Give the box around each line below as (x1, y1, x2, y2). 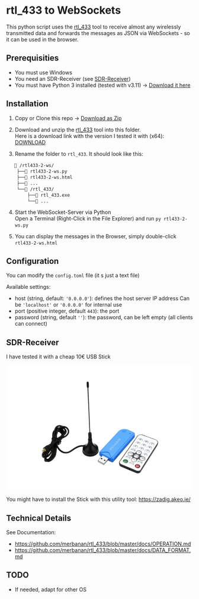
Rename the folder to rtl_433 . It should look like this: (14, 150, 144, 157)
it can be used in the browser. (6, 36, 79, 43)
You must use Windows (14, 69, 73, 76)
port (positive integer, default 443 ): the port (14, 307, 120, 315)
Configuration (6, 256, 59, 266)
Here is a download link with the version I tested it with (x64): (14, 132, 165, 140)
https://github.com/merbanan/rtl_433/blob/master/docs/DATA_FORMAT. (14, 547, 191, 553)
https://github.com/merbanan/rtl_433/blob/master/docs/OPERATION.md (14, 540, 191, 547)
